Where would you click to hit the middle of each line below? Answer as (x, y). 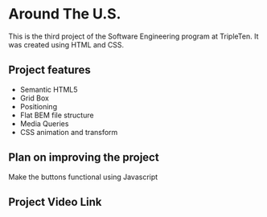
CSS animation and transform (69, 132)
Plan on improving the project (84, 158)
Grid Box (35, 98)
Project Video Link (55, 202)
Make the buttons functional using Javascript (83, 177)
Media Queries (44, 123)
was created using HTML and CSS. (66, 44)
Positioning (39, 106)
